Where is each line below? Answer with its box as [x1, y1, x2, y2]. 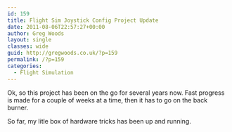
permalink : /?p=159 [7, 56, 65, 63]
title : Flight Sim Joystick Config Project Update [7, 17, 159, 24]
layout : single [7, 37, 52, 44]
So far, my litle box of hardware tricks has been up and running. [7, 117, 191, 125]
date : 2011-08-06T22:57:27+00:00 [7, 23, 105, 30]
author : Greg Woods [7, 29, 65, 37]
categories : [7, 62, 42, 70]
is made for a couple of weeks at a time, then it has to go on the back [7, 95, 208, 104]
